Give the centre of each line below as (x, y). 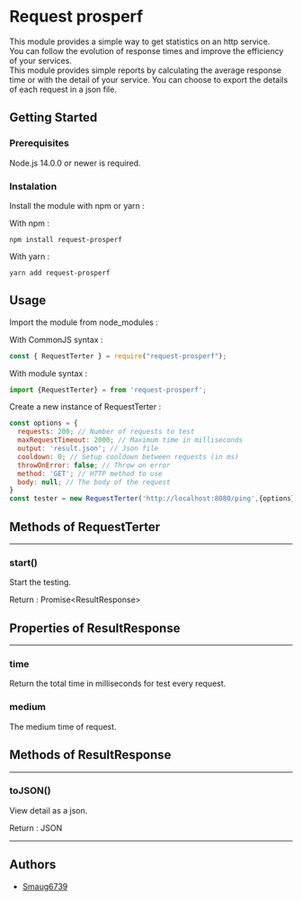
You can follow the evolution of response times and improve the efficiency (147, 50)
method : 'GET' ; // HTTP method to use (90, 473)
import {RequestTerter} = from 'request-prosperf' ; (108, 390)
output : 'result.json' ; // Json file (88, 449)
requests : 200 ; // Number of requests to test (106, 432)
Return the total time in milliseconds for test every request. (118, 684)
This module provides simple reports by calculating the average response (145, 70)
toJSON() (30, 791)
